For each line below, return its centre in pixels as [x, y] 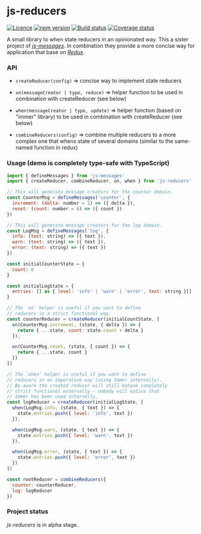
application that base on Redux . [46, 52]
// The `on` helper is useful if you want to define [74, 308]
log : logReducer [32, 491]
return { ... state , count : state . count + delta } [81, 330]
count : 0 [23, 269]
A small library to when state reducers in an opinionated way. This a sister [98, 39]
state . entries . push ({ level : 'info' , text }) [75, 414]
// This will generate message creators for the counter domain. [90, 192]
